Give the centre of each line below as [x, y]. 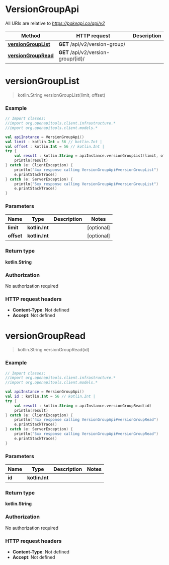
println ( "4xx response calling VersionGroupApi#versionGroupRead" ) [86, 420]
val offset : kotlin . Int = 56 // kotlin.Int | [55, 146]
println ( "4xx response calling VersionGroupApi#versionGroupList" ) [86, 170]
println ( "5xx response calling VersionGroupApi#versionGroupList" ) [86, 184]
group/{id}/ [71, 58]
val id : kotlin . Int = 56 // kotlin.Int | [50, 397]
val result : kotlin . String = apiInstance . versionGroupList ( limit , [86, 156]
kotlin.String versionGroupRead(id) [53, 350]
